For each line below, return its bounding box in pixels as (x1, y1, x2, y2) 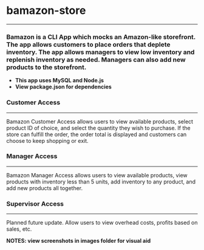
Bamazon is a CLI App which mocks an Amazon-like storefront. (6, 33, 196, 41)
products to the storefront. (6, 63, 87, 71)
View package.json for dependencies (15, 83, 112, 91)
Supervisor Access (6, 199, 64, 208)
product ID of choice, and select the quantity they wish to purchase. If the (6, 124, 191, 131)
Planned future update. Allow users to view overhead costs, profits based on (6, 219, 199, 226)
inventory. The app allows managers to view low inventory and (6, 48, 195, 56)
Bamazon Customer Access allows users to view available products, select (6, 117, 193, 125)
